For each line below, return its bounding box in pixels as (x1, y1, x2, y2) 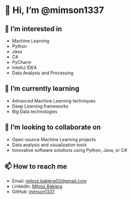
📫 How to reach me (4, 162, 67, 171)
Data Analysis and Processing (11, 70, 73, 76)
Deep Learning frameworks (11, 103, 68, 109)
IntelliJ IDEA (11, 65, 37, 70)
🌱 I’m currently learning (4, 84, 79, 93)
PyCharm (11, 59, 31, 65)
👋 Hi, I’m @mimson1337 (4, 5, 104, 16)
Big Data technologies (11, 108, 58, 115)
